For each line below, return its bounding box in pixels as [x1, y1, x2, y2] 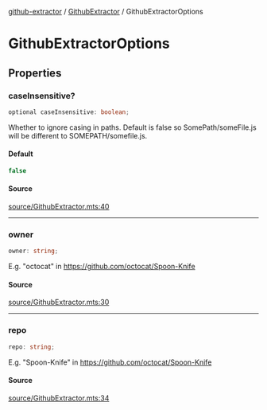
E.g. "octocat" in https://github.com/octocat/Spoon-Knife [8, 262, 196, 271]
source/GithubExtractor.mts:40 [8, 202, 110, 212]
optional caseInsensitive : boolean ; [8, 107, 130, 116]
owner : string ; [8, 247, 59, 256]
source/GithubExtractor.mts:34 [8, 393, 110, 403]
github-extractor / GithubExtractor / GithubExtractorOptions [8, 7, 204, 16]
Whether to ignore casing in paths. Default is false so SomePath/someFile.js [8, 123, 257, 132]
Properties [8, 66, 62, 80]
